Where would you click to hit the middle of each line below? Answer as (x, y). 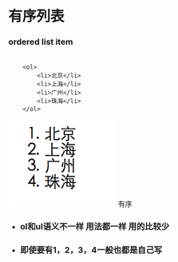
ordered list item (41, 42)
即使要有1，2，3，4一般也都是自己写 (91, 250)
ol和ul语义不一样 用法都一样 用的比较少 (95, 227)
